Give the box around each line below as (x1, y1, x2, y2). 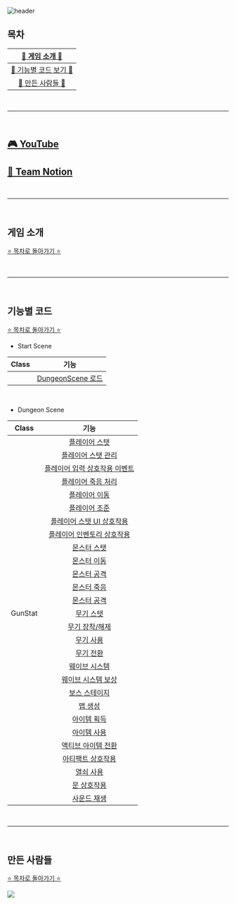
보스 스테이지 (69, 688, 110, 697)
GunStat (11, 608, 38, 618)
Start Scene (17, 341, 52, 350)
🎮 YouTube (7, 138, 60, 151)
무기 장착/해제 (67, 621, 111, 631)
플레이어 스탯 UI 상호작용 (50, 516, 129, 526)
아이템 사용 (72, 727, 107, 737)
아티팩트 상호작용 (62, 754, 117, 764)
